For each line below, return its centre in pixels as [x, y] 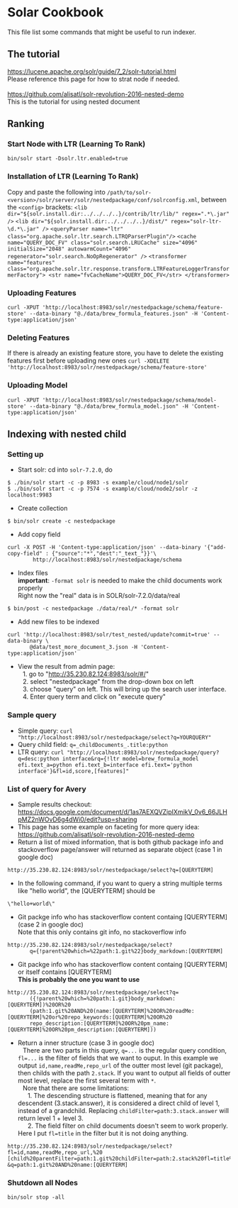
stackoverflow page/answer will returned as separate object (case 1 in [120, 849]
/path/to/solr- [130, 192]
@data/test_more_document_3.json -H [84, 647]
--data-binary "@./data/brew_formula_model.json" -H [109, 406]
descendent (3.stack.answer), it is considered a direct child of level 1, [119, 1103]
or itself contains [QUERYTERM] [64, 972]
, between [212, 199]
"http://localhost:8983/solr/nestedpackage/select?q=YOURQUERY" [114, 737]
